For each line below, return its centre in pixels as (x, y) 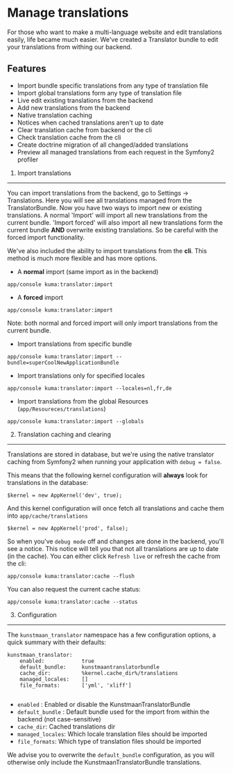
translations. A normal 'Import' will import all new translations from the (107, 215)
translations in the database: (48, 482)
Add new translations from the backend (74, 107)
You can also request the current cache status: (74, 589)
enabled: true (57, 661)
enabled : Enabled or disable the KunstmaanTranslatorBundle (104, 704)
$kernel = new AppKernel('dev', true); (65, 495)
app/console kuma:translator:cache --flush (71, 576)
